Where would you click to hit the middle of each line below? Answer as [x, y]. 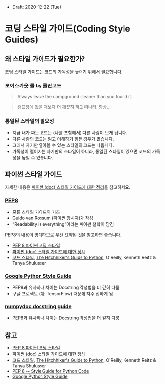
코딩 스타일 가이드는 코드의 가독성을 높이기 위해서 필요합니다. [64, 72]
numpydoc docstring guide [38, 306]
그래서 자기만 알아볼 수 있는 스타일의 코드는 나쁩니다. [63, 145]
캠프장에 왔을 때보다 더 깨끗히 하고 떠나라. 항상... [64, 107]
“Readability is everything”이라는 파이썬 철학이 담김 [63, 224]
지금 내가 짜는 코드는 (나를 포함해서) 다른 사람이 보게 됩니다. [70, 132]
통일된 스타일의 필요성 [30, 121]
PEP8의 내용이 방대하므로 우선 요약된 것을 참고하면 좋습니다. [63, 235]
